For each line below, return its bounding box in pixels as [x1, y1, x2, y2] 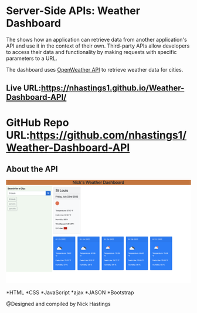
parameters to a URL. [6, 55, 57, 62]
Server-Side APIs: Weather [6, 4, 141, 18]
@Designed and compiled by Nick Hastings [6, 301, 111, 308]
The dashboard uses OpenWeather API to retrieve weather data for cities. [6, 66, 184, 73]
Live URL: [6, 83, 42, 93]
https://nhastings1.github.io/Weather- [40, 83, 185, 93]
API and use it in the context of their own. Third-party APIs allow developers [6, 42, 190, 49]
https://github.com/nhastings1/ [29, 128, 187, 142]
